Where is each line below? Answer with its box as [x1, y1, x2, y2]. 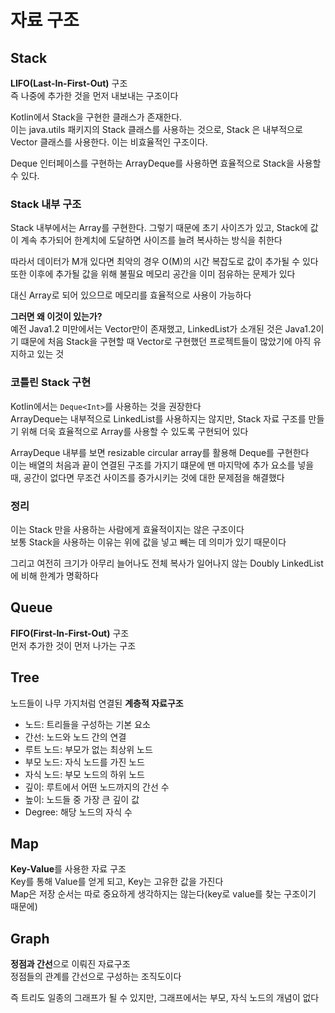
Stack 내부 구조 [10, 197, 82, 211]
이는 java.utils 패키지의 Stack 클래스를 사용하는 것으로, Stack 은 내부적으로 [10, 124, 303, 135]
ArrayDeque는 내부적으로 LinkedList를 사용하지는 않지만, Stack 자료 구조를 [10, 412, 307, 425]
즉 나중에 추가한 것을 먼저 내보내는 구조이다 [10, 90, 179, 101]
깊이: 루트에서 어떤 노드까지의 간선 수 [24, 781, 170, 793]
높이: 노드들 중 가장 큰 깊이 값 [24, 793, 140, 805]
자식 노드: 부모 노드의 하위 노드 [24, 768, 145, 780]
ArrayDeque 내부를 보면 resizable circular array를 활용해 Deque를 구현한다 [10, 446, 310, 458]
